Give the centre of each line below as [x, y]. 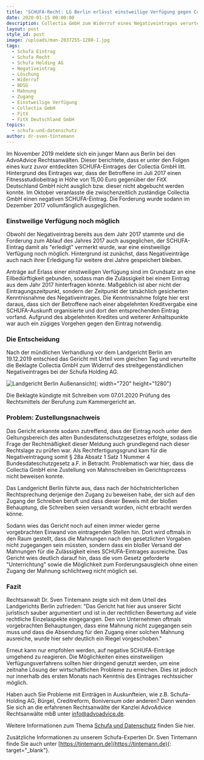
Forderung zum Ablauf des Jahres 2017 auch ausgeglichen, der [86, 241]
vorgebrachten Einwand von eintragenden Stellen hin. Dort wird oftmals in [99, 532]
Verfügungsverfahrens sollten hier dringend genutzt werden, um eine [93, 663]
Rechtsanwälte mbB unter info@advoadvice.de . [66, 714]
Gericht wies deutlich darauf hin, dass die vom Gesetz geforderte [88, 558]
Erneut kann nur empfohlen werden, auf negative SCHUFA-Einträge [90, 651]
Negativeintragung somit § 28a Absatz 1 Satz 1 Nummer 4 [78, 457]
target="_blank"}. [28, 750]
